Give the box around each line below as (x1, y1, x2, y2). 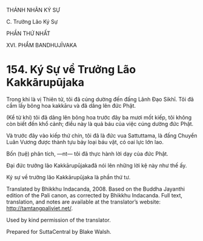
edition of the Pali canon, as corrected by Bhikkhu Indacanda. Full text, (6, 191, 183, 199)
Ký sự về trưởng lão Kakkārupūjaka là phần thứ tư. (6, 173, 131, 180)
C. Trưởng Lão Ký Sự (6, 18, 58, 25)
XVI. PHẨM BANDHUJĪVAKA (6, 42, 77, 48)
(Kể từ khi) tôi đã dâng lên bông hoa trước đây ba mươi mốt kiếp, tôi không (6, 113, 192, 121)
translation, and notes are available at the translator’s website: (6, 198, 161, 205)
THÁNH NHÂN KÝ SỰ (6, 7, 61, 13)
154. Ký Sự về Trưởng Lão (6, 63, 136, 76)
